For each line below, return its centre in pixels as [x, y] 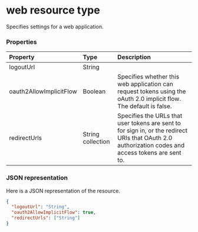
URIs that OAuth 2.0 [145, 138]
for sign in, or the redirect [152, 130]
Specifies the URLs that [150, 116]
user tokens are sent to [149, 123]
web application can [146, 84]
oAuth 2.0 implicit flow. [149, 99]
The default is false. [145, 106]
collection [96, 142]
